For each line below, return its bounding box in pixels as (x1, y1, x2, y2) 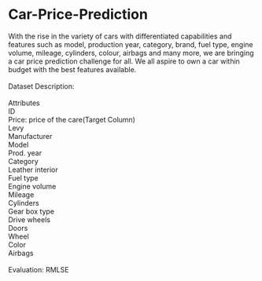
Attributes (8, 98, 41, 108)
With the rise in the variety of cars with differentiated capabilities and (8, 31, 232, 41)
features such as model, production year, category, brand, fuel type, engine (8, 39, 253, 49)
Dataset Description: (8, 81, 75, 91)
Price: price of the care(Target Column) (8, 115, 136, 124)
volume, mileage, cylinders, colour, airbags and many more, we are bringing (8, 48, 254, 57)
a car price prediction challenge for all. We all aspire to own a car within (8, 57, 240, 66)
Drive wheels (8, 214, 51, 224)
